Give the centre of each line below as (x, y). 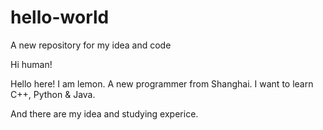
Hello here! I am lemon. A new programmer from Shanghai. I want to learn (162, 83)
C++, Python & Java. (53, 94)
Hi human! (31, 64)
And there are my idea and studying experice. (104, 113)
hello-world (60, 17)
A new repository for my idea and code (91, 45)
